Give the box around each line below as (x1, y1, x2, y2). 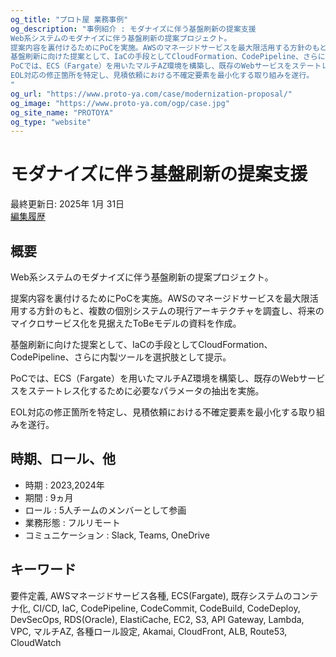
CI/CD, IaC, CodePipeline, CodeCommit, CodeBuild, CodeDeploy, (32, 602, 301, 614)
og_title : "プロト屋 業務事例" (10, 14, 129, 25)
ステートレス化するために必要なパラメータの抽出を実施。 (27, 385, 265, 396)
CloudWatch (10, 636, 62, 648)
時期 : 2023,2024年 (24, 479, 105, 491)
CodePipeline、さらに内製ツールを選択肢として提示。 (10, 351, 232, 363)
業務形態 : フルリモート (24, 516, 121, 528)
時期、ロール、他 (10, 451, 116, 468)
